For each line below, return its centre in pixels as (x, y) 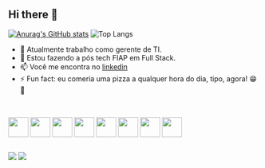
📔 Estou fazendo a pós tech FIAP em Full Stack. (98, 57)
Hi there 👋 (33, 15)
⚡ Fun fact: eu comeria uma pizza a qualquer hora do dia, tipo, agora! (134, 78)
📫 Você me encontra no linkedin (73, 66)
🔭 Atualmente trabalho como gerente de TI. (91, 49)
